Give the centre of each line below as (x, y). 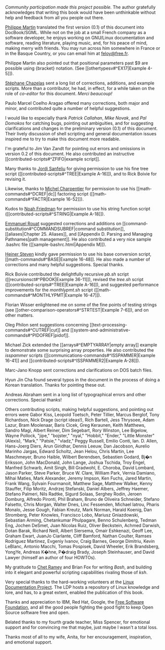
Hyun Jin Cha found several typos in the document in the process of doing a (82, 380)
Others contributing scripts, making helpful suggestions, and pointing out (79, 409)
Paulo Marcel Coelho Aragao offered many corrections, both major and (77, 103)
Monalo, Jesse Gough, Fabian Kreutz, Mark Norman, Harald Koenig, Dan (79, 510)
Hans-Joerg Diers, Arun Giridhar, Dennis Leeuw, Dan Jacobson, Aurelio (78, 446)
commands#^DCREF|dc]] (31, 194)
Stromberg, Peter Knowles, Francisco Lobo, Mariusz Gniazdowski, (72, 515)
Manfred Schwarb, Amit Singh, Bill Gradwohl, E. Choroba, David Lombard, (80, 468)
